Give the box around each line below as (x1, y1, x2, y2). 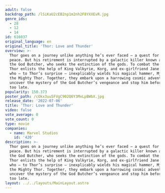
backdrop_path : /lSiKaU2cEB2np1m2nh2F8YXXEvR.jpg (5, 12, 109, 17)
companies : (5, 126, 27, 131)
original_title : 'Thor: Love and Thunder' (5, 44, 93, 49)
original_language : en (5, 39, 52, 44)
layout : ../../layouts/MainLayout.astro (5, 181, 89, 186)
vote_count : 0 (5, 116, 34, 122)
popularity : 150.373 (5, 89, 48, 94)
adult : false (5, 7, 32, 12)
